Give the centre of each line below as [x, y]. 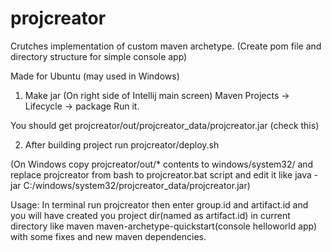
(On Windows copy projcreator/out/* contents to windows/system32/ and [162, 164]
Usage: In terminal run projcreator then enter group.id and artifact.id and [159, 204]
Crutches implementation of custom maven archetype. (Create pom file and [166, 46]
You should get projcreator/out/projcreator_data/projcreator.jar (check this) [165, 125]
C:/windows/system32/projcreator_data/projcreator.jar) [137, 185]
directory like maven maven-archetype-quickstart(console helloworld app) [164, 226]
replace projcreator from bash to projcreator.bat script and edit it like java [161, 174]
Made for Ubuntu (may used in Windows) [95, 76]
